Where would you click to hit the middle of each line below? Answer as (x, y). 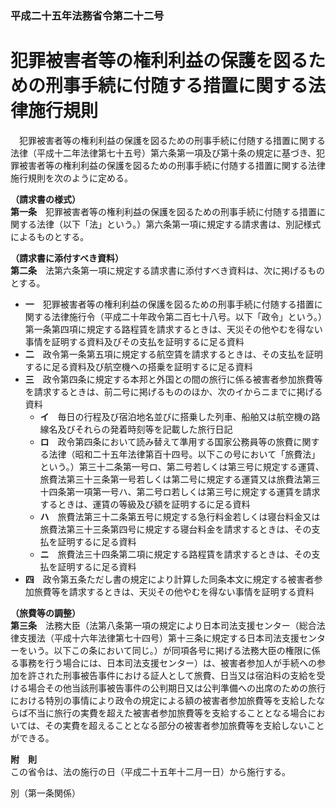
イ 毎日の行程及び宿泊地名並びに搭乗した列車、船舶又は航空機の (175, 416)
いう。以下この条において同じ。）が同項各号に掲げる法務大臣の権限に (169, 650)
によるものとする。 (50, 236)
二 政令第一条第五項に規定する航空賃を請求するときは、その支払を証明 (173, 354)
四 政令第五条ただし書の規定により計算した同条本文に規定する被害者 (169, 579)
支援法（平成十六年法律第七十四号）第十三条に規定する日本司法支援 (159, 638)
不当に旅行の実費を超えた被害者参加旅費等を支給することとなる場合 (167, 713)
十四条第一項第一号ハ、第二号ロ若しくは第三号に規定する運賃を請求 (180, 491)
